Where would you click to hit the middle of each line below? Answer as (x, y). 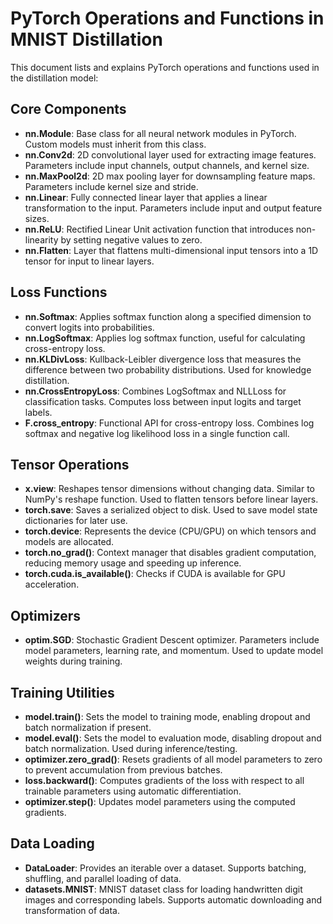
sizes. (37, 218)
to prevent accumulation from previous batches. (123, 770)
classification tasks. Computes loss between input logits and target (163, 401)
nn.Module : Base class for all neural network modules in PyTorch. (160, 133)
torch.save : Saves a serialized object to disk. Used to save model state (171, 510)
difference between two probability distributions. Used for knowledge (168, 369)
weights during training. (73, 661)
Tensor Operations (70, 464)
